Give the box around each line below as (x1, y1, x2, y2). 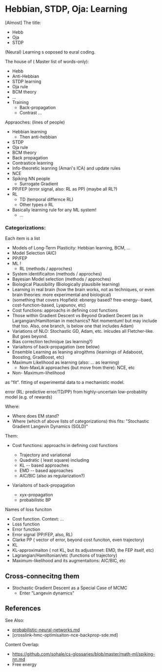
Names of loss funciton (5, 506, 52, 513)
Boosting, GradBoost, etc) (12, 354, 64, 360)
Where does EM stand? (12, 413, 60, 419)
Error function (12, 526, 40, 532)
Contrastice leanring (12, 160, 54, 166)
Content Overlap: (5, 641, 40, 647)
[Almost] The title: (5, 20, 41, 25)
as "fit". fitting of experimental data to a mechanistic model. (5, 379, 124, 385)
